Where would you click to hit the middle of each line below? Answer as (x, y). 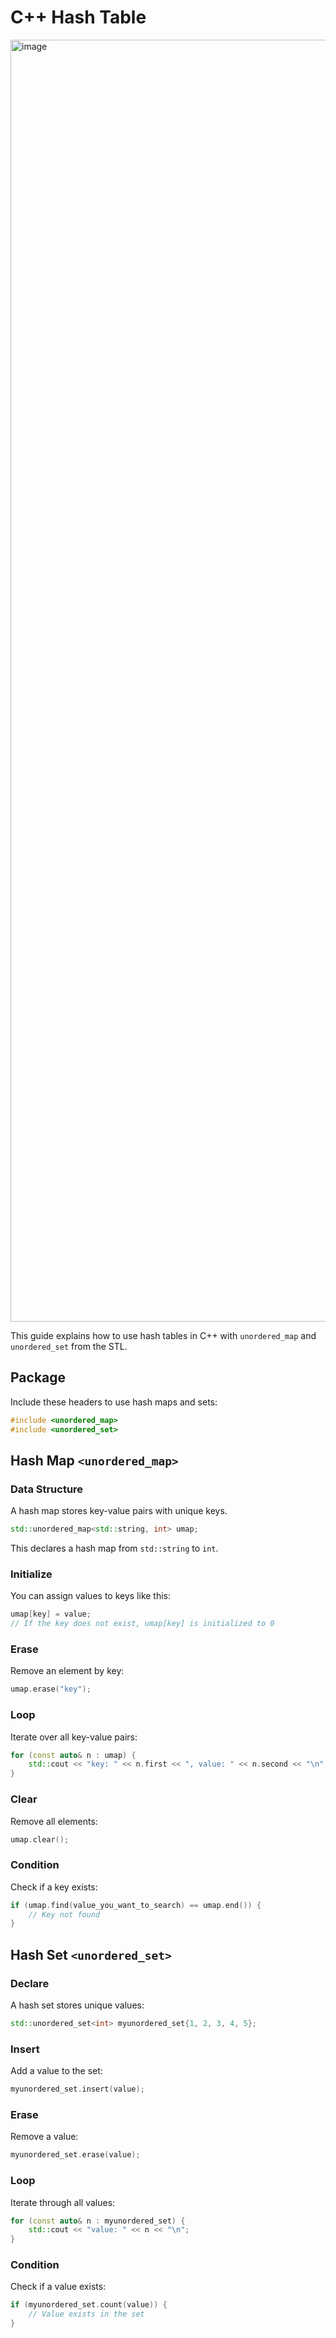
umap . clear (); (40, 1839)
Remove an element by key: (67, 1671)
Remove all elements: (54, 1821)
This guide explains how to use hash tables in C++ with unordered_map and (163, 1335)
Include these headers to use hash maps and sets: (114, 1402)
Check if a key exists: (54, 1887)
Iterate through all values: (63, 2202)
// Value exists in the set (86, 2314)
